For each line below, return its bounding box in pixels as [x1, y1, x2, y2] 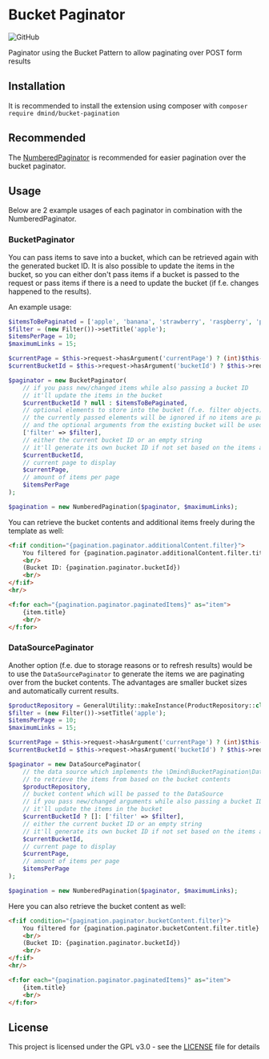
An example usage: [8, 302, 72, 312]
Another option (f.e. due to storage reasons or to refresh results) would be [8, 660, 253, 670]
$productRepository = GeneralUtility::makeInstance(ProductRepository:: [8, 701, 256, 710]
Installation [8, 79, 66, 93]
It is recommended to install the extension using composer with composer [8, 100, 248, 110]
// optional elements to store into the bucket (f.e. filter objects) [22, 406, 263, 414]
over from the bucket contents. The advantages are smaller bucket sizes [8, 677, 247, 687]
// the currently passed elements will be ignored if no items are [22, 413, 252, 422]
